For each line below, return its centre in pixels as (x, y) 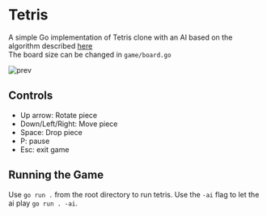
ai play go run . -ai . (43, 203)
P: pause (35, 141)
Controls (31, 96)
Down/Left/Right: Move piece (69, 124)
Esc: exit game (44, 149)
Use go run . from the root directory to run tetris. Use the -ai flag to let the (134, 194)
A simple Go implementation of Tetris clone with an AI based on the (121, 37)
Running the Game (56, 175)
